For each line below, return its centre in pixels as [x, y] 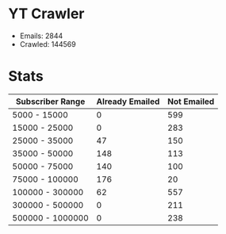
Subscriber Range [50, 102]
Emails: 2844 [41, 36]
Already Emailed [128, 102]
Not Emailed [191, 102]
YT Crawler [46, 14]
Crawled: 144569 [48, 44]
